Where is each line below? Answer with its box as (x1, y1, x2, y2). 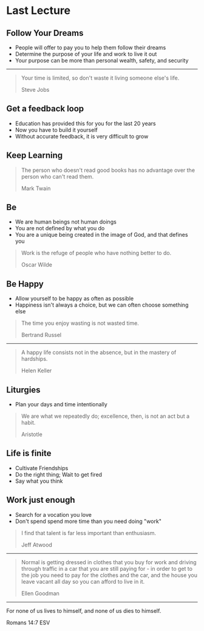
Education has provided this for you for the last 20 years (15, 120, 156, 127)
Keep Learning (6, 150, 63, 161)
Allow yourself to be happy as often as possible (15, 295, 134, 302)
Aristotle (21, 431, 42, 438)
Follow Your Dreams (6, 28, 84, 38)
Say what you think (15, 477, 63, 485)
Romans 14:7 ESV (6, 619, 50, 626)
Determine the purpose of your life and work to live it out (15, 50, 157, 58)
